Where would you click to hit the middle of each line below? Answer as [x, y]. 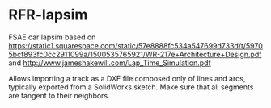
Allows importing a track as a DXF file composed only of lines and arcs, [127, 78]
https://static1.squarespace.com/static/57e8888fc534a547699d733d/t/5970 [135, 45]
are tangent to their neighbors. [59, 95]
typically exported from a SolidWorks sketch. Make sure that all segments [131, 87]
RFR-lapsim [48, 15]
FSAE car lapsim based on [52, 37]
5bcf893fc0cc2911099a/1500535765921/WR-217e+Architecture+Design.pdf [135, 54]
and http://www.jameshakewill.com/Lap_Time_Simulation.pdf [110, 63]
